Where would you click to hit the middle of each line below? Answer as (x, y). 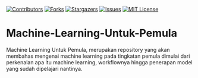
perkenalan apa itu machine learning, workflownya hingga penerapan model (99, 62)
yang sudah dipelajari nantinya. (44, 68)
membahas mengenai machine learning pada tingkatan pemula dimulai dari (98, 56)
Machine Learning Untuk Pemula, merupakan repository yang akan (88, 49)
